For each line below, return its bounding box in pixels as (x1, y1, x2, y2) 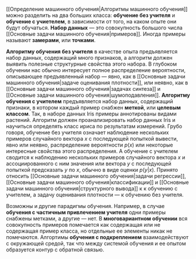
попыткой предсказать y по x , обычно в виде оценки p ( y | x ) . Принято (6, 166, 178, 173)
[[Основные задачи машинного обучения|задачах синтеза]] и (6, 86, 161, 92)
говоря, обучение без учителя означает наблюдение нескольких (6, 129, 169, 136)
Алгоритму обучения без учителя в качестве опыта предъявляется (6, 48, 178, 55)
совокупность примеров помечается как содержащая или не (6, 221, 161, 228)
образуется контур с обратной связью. (6, 246, 104, 253)
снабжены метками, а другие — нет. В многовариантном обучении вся (6, 215, 188, 222)
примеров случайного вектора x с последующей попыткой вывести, (6, 135, 178, 142)
